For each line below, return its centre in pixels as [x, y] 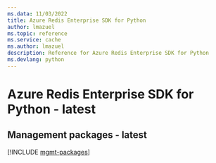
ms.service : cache [34, 40]
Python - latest [52, 109]
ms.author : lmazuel [36, 46]
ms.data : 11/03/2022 [38, 14]
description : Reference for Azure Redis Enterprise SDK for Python [108, 53]
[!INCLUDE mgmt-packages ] [49, 152]
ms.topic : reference [38, 33]
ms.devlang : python [36, 60]
